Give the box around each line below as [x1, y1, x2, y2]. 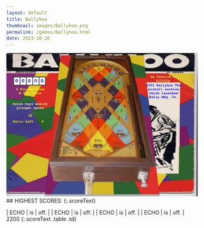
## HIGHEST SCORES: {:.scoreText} [6, 197, 96, 204]
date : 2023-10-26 [6, 35, 50, 42]
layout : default [6, 10, 47, 16]
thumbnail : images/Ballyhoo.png [6, 22, 88, 29]
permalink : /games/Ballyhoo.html [6, 29, 91, 35]
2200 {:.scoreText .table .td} [6, 215, 77, 223]
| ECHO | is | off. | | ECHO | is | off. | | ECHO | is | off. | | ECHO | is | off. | [6, 209, 185, 216]
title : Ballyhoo [6, 16, 47, 22]
